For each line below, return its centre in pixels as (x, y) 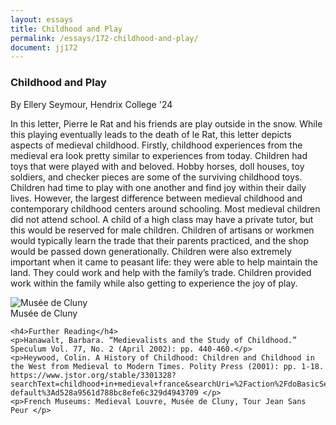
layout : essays (42, 19)
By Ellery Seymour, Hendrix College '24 (91, 104)
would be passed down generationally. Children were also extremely (151, 251)
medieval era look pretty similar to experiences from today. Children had (159, 155)
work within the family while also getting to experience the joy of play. (154, 283)
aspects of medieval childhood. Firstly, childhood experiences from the (156, 145)
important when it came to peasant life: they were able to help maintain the (164, 262)
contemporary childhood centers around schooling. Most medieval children (165, 208)
